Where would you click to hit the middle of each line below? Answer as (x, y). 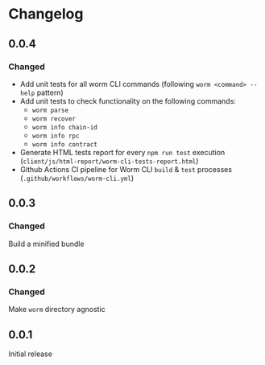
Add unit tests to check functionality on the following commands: (128, 100)
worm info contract (65, 144)
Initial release (30, 354)
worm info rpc (56, 136)
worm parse (50, 110)
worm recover (54, 119)
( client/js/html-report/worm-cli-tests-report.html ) (109, 161)
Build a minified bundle (46, 244)
